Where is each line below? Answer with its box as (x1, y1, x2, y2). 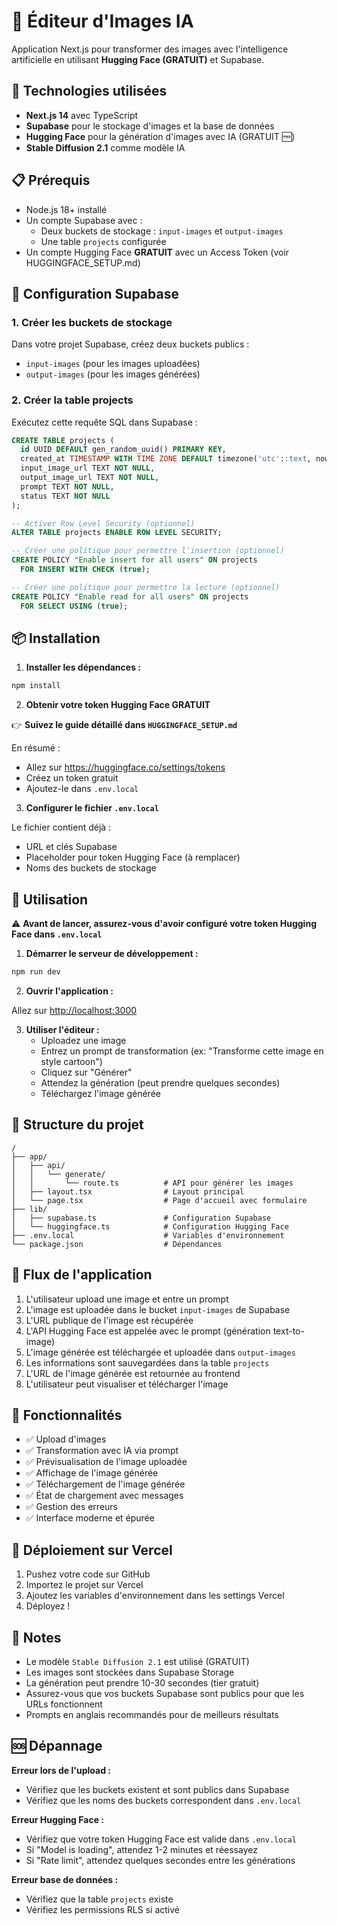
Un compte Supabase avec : (25, 214, 143, 226)
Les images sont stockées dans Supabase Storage (25, 1666, 235, 1678)
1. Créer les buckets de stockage (11, 315, 173, 329)
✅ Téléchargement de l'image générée (25, 1478, 186, 1490)
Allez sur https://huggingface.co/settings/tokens (25, 761, 226, 774)
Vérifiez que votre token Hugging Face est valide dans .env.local (25, 1833, 297, 1845)
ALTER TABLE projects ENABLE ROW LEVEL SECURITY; (11, 528, 223, 538)
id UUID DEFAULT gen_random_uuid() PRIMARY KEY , (20, 445, 227, 455)
